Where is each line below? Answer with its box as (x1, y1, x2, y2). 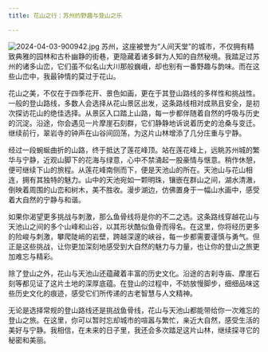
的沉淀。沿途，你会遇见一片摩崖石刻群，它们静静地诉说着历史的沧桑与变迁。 (8, 118, 260, 127)
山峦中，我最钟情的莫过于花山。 (14, 71, 120, 80)
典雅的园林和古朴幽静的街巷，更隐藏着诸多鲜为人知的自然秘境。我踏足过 (14, 51, 253, 61)
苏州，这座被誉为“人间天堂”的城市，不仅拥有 (100, 41, 247, 51)
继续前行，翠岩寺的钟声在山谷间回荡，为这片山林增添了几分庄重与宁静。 (8, 128, 246, 138)
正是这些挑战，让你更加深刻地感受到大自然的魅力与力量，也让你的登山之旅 (8, 241, 253, 251)
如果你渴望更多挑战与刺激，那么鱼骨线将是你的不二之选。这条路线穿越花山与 (8, 212, 260, 221)
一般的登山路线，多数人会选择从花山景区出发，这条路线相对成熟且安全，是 (8, 98, 253, 108)
